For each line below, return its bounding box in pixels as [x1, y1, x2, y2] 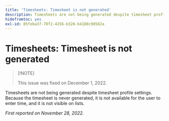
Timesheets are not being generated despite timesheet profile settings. [5, 90, 152, 96]
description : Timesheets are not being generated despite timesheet [5, 12, 152, 17]
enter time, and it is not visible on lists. [5, 100, 84, 106]
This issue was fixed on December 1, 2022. [17, 80, 107, 86]
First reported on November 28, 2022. [5, 110, 84, 116]
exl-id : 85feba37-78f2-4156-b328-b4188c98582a [5, 21, 105, 27]
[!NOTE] [17, 70, 35, 76]
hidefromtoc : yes [5, 17, 42, 22]
